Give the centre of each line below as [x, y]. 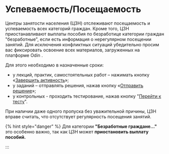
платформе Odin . [24, 55]
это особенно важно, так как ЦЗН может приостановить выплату [77, 131]
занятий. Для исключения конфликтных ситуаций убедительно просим [82, 44]
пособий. [16, 137]
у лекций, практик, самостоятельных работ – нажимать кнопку [81, 74]
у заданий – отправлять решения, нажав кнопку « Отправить [78, 85]
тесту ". [20, 101]
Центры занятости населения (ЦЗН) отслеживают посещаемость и [78, 23]
